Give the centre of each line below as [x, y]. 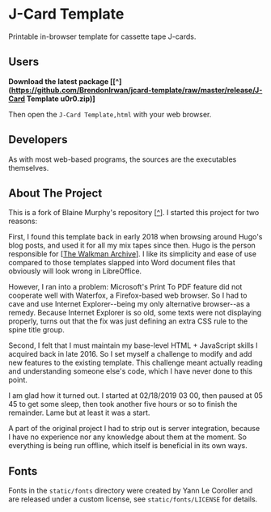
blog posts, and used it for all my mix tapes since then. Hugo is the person [132, 245]
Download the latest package [59, 81]
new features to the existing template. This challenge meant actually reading [135, 363]
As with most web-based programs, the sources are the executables [123, 159]
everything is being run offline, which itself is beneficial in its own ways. [128, 446]
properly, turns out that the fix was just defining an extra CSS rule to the [128, 321]
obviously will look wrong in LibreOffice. [75, 271]
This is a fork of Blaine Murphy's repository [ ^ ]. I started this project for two [134, 213]
